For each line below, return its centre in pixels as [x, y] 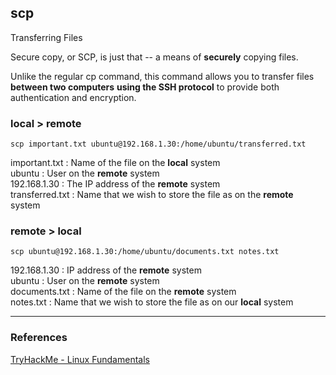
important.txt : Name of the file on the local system [115, 163]
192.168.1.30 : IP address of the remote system [106, 270]
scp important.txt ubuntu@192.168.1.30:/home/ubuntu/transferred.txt [158, 144]
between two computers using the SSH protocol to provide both [145, 87]
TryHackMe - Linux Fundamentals [80, 359]
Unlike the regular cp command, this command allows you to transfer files [162, 76]
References [39, 338]
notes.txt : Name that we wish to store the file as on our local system [152, 302]
